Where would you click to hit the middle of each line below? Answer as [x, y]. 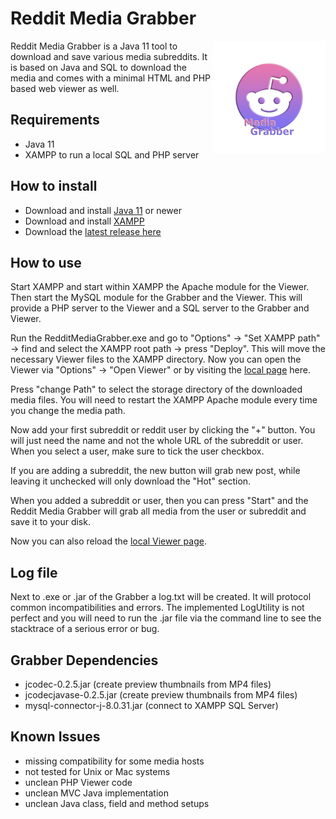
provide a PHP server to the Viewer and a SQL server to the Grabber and [160, 308]
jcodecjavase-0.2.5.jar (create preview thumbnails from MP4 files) [161, 695]
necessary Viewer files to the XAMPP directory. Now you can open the [156, 359]
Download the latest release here [93, 231]
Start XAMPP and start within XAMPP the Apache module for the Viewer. [160, 287]
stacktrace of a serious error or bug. [85, 629]
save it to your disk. [50, 522]
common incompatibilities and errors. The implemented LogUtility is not [157, 608]
